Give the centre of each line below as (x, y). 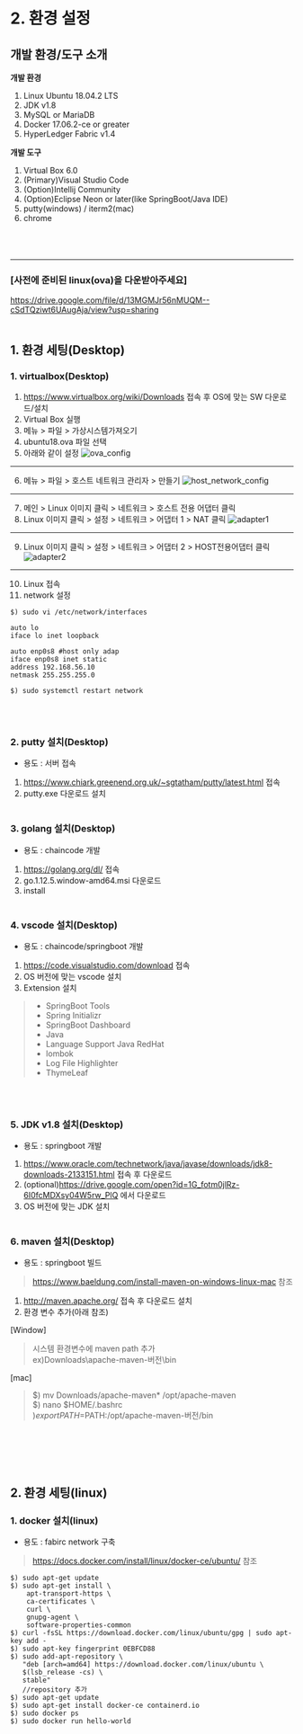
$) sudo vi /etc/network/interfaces (79, 612)
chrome (37, 218)
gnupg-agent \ (53, 1618)
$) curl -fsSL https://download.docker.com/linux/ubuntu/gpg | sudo (141, 1633)
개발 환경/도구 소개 (59, 54)
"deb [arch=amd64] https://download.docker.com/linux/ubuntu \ (143, 1665)
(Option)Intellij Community (71, 189)
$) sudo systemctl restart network (77, 690)
